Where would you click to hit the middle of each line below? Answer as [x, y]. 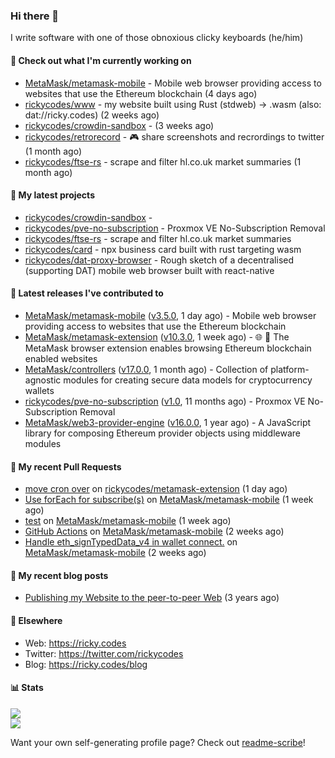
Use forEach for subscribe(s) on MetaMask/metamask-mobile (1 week [169, 500]
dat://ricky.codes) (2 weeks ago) [92, 115]
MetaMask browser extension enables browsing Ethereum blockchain [168, 348]
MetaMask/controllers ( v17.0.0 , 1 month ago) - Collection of [146, 369]
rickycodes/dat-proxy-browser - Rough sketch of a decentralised [159, 260]
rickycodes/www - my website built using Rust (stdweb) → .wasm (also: [173, 104]
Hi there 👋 [35, 16]
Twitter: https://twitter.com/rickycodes [104, 653]
